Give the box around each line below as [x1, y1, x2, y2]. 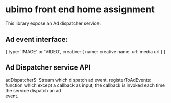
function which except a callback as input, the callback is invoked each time [5, 82, 165, 88]
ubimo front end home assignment [5, 4, 155, 15]
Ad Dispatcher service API [5, 63, 91, 72]
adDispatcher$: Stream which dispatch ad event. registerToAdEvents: [5, 77, 152, 83]
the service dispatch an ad [5, 87, 61, 93]
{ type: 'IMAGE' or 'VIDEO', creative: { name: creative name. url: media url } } [5, 48, 166, 54]
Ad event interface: [5, 35, 68, 44]
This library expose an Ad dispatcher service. [5, 20, 101, 26]
